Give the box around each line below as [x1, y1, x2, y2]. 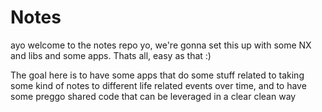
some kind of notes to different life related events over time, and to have [10, 79, 307, 91]
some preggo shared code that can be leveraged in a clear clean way [10, 90, 297, 102]
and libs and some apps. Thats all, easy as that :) [10, 49, 212, 61]
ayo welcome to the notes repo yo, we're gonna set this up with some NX [10, 39, 312, 51]
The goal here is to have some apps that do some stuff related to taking [10, 69, 305, 81]
